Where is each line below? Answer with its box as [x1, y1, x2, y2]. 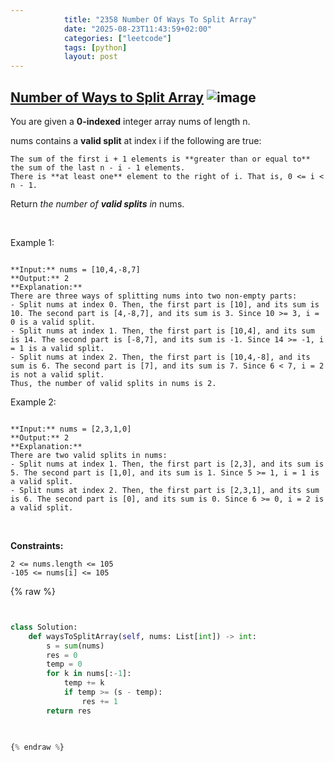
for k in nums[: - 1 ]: [46, 669, 132, 679]
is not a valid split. [10, 369, 105, 380]
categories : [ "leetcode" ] [63, 33, 172, 43]
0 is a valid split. [10, 317, 97, 327]
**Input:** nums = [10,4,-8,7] [10, 264, 141, 275]
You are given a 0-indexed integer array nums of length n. [10, 115, 251, 127]
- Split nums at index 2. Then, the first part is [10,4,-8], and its [10, 352, 311, 362]
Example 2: [10, 396, 57, 408]
